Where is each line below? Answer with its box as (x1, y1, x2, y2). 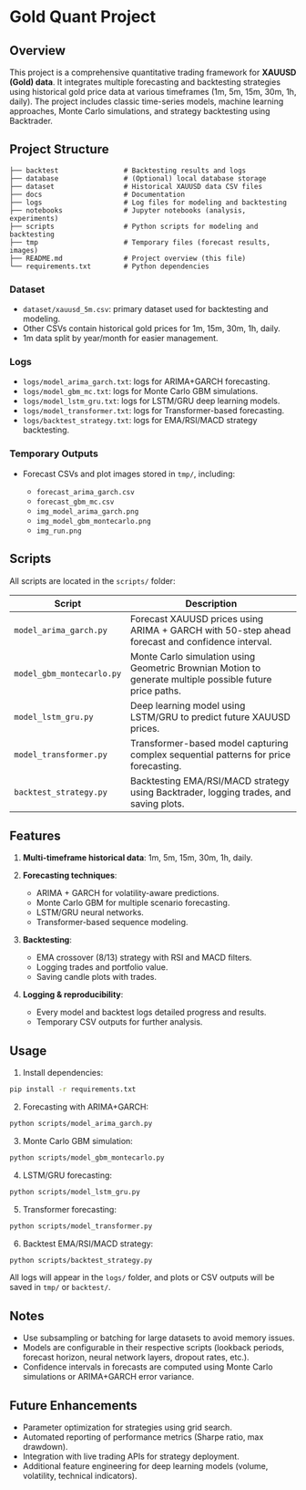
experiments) (9, 214, 59, 223)
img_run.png (36, 526, 82, 536)
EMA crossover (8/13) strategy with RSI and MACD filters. (36, 952, 252, 964)
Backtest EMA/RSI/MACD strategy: (22, 1238, 154, 1249)
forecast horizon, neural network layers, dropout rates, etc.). (22, 1352, 250, 1363)
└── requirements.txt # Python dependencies (9, 262, 209, 271)
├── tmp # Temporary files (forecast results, (9, 237, 271, 247)
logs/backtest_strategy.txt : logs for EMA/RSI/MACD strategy (22, 415, 258, 426)
